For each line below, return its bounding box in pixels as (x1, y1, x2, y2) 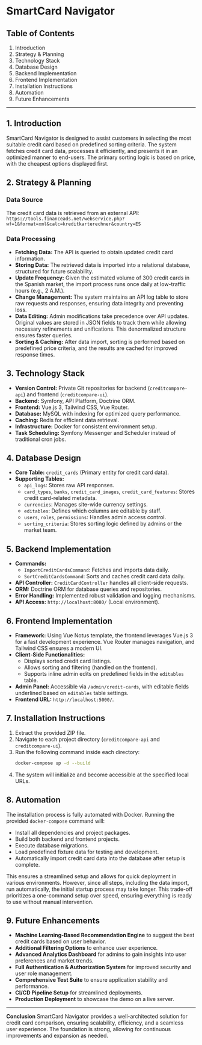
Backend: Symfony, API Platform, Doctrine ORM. (14, 397, 136, 404)
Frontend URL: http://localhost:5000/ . (14, 696, 114, 703)
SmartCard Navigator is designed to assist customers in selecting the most (6, 134, 191, 142)
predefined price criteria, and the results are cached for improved (14, 345, 178, 352)
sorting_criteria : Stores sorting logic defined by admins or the (23, 520, 182, 528)
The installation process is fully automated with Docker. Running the (6, 811, 175, 818)
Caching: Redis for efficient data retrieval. (14, 416, 119, 423)
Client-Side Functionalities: (14, 651, 85, 658)
